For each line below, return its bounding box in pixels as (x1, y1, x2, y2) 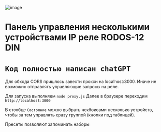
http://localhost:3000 (5, 99, 51, 103)
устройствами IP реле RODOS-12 (5, 32, 144, 43)
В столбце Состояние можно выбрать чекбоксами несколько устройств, (5, 107, 153, 113)
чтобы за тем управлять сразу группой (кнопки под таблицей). (5, 112, 135, 118)
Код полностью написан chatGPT (5, 65, 131, 74)
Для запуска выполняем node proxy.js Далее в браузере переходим (5, 93, 148, 99)
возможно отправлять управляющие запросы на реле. (5, 84, 119, 90)
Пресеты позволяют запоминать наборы (5, 121, 89, 127)
